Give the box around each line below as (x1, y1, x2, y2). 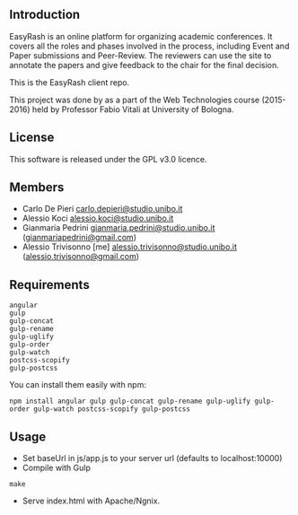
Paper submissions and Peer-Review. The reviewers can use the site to (9, 49, 272, 61)
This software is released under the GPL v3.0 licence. (9, 153, 208, 164)
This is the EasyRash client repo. (9, 76, 130, 88)
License (9, 130, 55, 145)
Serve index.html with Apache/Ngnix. (22, 495, 161, 506)
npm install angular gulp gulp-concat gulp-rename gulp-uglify (9, 397, 251, 406)
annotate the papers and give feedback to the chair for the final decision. (9, 59, 280, 70)
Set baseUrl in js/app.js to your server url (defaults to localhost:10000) (22, 453, 283, 464)
